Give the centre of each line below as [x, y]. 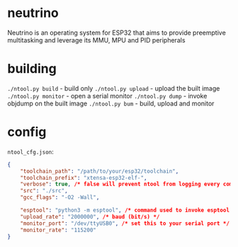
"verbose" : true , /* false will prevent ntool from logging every [120, 184]
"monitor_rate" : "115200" [58, 230]
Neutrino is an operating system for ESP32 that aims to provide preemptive [117, 33]
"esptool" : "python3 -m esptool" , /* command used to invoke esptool [125, 210]
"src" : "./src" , [44, 191]
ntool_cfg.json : [31, 151]
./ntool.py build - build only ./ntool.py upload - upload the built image [114, 88]
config [27, 132]
